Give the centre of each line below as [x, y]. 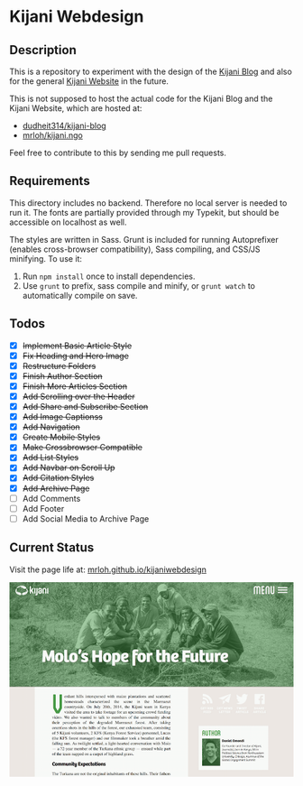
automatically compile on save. [80, 295]
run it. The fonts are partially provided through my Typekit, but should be [144, 212]
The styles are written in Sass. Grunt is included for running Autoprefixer [144, 239]
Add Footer [43, 508]
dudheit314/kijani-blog [64, 125]
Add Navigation [51, 427]
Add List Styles [50, 458]
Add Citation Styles [58, 478]
